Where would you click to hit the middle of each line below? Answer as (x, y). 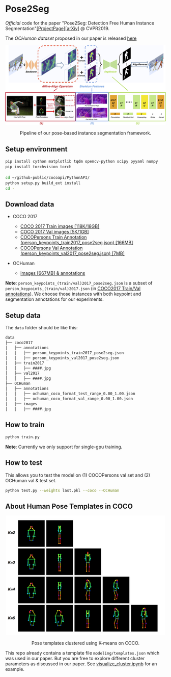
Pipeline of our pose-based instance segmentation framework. (85, 133)
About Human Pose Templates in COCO (69, 506)
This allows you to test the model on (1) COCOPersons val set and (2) (78, 475)
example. (15, 669)
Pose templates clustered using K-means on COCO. (85, 643)
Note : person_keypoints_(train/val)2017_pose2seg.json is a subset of (79, 283)
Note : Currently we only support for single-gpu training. (64, 447)
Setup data (23, 315)
